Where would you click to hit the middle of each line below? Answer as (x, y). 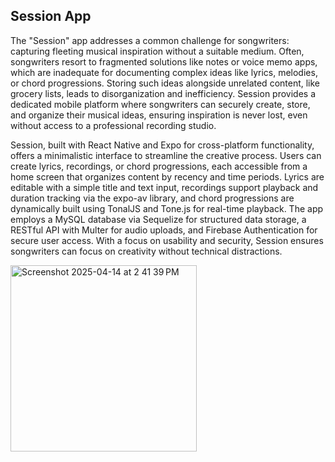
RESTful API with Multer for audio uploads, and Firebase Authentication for (164, 230)
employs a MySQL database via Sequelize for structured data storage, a (158, 219)
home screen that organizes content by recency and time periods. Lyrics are (167, 176)
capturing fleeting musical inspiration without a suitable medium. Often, (157, 51)
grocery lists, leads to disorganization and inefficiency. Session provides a (163, 93)
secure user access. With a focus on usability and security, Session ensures (167, 240)
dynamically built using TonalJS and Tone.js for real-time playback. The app (167, 208)
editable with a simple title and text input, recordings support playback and (164, 187)
